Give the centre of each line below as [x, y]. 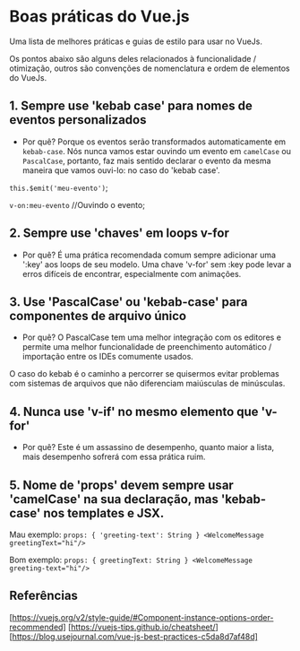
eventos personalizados [78, 120]
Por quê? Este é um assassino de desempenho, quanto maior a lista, [148, 447]
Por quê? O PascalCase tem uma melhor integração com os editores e [152, 337]
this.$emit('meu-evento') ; [59, 187]
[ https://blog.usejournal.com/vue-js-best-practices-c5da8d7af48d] [133, 636]
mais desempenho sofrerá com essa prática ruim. [114, 457]
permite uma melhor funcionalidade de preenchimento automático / [147, 347]
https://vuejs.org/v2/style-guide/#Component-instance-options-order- [143, 617]
